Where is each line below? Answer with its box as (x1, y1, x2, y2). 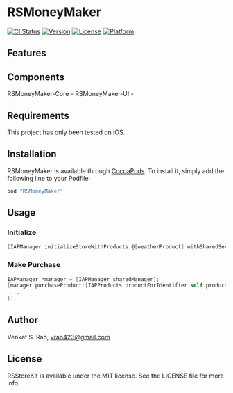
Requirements (7, 109, 69, 122)
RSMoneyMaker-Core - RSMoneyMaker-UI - (7, 90, 134, 98)
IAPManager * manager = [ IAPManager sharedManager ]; (7, 275, 159, 282)
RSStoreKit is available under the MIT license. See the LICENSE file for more (7, 371, 224, 380)
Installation (7, 148, 57, 160)
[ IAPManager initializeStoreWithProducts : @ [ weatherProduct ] (7, 243, 185, 250)
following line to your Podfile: (7, 174, 91, 182)
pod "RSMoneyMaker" (7, 187, 64, 195)
